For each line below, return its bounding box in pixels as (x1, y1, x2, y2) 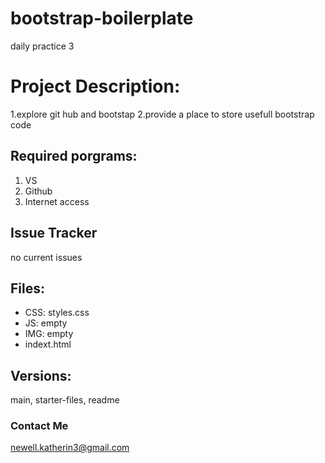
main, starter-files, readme (10, 394, 120, 406)
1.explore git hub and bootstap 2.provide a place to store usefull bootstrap (10, 108, 315, 120)
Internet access (24, 195, 90, 207)
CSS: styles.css (24, 307, 90, 319)
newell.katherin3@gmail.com (10, 442, 130, 454)
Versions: (10, 367, 72, 384)
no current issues (10, 251, 83, 263)
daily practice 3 (10, 40, 75, 52)
